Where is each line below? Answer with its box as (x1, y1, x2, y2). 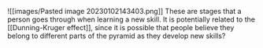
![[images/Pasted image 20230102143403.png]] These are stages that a (7, 7, 242, 15)
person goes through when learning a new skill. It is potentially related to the (7, 15, 255, 24)
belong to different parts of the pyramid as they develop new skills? (7, 31, 226, 40)
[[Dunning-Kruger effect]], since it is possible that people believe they (7, 23, 235, 32)
